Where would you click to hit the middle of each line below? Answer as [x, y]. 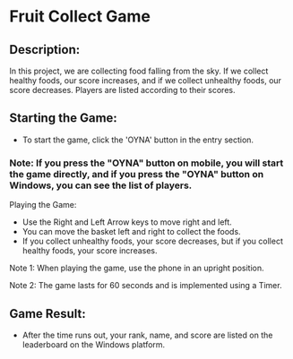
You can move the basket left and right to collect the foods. [131, 232]
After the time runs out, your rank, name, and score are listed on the [147, 335]
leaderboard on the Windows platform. [94, 344]
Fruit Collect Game [80, 17]
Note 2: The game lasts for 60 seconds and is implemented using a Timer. [146, 286]
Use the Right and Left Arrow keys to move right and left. [127, 222]
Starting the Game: [64, 118]
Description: [45, 50]
